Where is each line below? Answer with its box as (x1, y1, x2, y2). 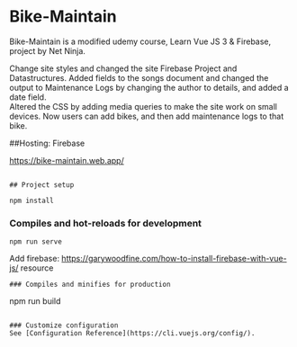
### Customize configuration (9, 321, 119, 330)
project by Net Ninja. (9, 45, 85, 56)
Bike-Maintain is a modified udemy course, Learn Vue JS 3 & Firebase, (9, 36, 272, 47)
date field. (9, 92, 47, 102)
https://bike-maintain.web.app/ (9, 155, 124, 165)
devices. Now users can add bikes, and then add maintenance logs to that (9, 111, 284, 121)
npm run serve (9, 237, 63, 246)
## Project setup (9, 180, 75, 190)
